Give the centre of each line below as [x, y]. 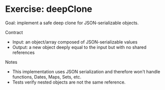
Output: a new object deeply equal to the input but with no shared [79, 47]
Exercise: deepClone [49, 9]
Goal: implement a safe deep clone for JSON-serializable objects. [72, 23]
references [23, 52]
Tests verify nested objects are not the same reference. [69, 82]
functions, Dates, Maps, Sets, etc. [47, 77]
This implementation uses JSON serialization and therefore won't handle [86, 71]
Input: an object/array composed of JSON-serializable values [75, 42]
